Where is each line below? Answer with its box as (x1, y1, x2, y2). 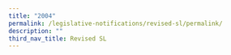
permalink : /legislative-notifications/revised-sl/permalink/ (8, 19, 223, 27)
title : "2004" (8, 11, 57, 20)
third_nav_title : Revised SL (8, 34, 107, 43)
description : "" (8, 27, 63, 35)
